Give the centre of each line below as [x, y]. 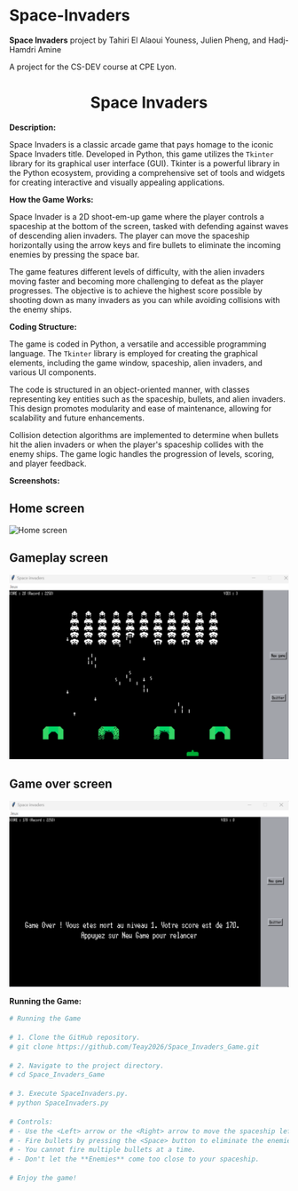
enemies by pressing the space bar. [74, 254]
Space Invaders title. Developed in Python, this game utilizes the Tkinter [141, 154]
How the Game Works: [51, 199]
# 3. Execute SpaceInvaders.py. [69, 1094]
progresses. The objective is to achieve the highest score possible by [136, 291]
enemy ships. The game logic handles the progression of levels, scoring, [142, 453]
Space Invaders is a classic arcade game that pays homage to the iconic [141, 144]
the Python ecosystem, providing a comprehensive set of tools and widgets [147, 172]
